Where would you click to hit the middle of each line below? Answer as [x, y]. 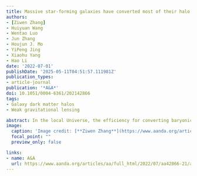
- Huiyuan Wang [25, 28]
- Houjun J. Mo [25, 45]
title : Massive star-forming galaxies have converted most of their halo [98, 11]
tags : [13, 99]
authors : [17, 17]
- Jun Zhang [21, 39]
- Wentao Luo [22, 33]
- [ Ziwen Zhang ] [26, 22]
